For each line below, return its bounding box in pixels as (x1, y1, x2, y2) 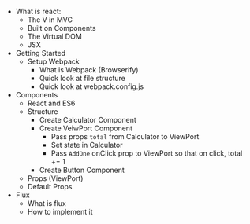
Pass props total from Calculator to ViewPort (50, 132, 200, 141)
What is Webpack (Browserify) (39, 65, 139, 74)
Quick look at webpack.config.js (39, 82, 144, 91)
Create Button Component (39, 165, 125, 174)
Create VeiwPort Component (39, 123, 132, 133)
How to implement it (27, 207, 93, 216)
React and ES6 (27, 98, 76, 108)
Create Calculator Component (39, 116, 136, 124)
